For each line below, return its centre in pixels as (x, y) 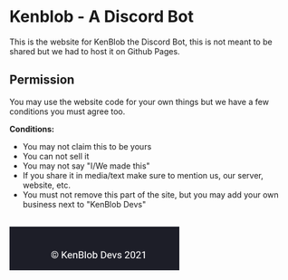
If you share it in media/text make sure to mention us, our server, (143, 175)
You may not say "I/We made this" (86, 166)
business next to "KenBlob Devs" (84, 204)
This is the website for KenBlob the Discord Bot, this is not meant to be (141, 42)
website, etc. (46, 185)
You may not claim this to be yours (87, 146)
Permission (42, 80)
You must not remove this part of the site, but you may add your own (150, 194)
